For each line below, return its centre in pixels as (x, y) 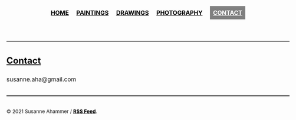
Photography (179, 13)
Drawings (132, 13)
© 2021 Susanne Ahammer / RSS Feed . (52, 111)
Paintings (93, 13)
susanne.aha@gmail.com (42, 79)
